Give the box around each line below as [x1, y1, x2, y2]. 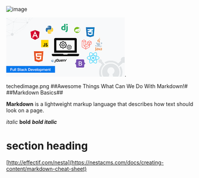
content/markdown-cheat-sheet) [6, 165, 87, 172]
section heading [6, 139, 88, 153]
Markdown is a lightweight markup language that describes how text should [6, 101, 194, 107]
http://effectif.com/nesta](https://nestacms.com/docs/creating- [8, 158, 164, 166]
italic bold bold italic [6, 118, 57, 125]
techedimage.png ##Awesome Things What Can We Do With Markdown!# [6, 83, 188, 89]
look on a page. [6, 107, 45, 114]
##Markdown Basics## [6, 89, 64, 96]
